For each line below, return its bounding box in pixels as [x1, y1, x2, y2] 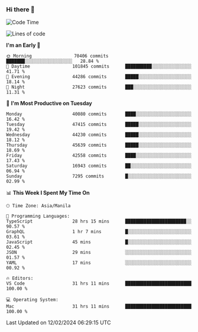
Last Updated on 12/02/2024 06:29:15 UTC [6, 319, 111, 326]
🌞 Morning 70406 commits [6, 53, 109, 59]
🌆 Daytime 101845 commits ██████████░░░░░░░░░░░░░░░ [6, 63, 192, 70]
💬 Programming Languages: [6, 213, 70, 220]
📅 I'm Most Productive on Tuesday [6, 100, 93, 107]
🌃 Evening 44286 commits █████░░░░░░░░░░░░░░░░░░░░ [6, 74, 192, 80]
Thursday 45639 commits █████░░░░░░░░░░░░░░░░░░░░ [6, 142, 192, 149]
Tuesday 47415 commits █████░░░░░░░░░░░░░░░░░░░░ [6, 121, 192, 128]
